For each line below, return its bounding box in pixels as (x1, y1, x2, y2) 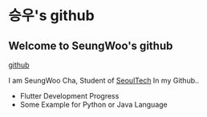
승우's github (8, 6, 95, 25)
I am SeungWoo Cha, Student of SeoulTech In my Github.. (8, 76, 200, 85)
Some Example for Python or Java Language (19, 100, 168, 109)
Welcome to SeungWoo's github (8, 38, 173, 52)
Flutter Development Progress (19, 91, 120, 100)
